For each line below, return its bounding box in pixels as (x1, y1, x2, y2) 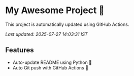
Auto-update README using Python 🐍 (12, 59, 92, 65)
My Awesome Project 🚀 (5, 5, 105, 16)
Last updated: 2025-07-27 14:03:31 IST (5, 31, 88, 37)
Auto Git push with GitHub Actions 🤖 (12, 64, 89, 70)
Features (5, 46, 34, 55)
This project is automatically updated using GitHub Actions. (5, 21, 129, 27)
